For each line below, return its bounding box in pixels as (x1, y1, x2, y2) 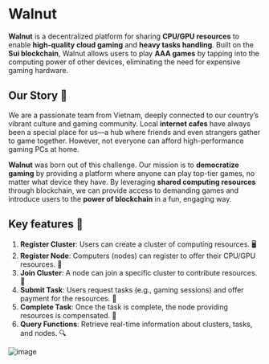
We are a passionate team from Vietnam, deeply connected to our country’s (8, 110, 259, 120)
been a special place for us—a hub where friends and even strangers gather (8, 127, 261, 137)
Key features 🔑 (8, 218, 84, 231)
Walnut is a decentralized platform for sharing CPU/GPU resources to (8, 31, 239, 41)
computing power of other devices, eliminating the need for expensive (8, 57, 241, 67)
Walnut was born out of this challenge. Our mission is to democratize (8, 160, 239, 170)
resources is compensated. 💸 (19, 310, 117, 320)
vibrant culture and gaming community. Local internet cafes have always (8, 118, 251, 129)
